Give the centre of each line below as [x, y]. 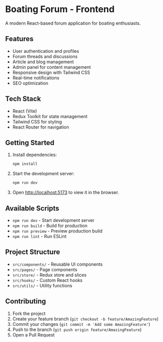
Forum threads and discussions [45, 56]
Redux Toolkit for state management [50, 116]
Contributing [26, 302]
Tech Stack [23, 99]
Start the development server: [43, 174]
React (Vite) [25, 111]
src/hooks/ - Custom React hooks [47, 280]
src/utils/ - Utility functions [42, 285]
